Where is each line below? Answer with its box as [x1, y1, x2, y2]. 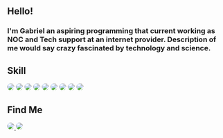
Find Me [7, 103, 43, 116]
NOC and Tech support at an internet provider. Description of [7, 34, 217, 44]
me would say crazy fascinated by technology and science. [7, 43, 211, 53]
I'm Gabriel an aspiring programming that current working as [7, 26, 216, 36]
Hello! [7, 6, 33, 17]
